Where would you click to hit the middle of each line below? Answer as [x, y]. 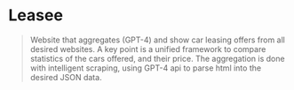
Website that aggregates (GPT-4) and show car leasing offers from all [158, 40]
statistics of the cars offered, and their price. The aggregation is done [157, 58]
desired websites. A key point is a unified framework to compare [148, 49]
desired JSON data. [66, 77]
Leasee [36, 15]
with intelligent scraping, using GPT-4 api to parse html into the [146, 68]
